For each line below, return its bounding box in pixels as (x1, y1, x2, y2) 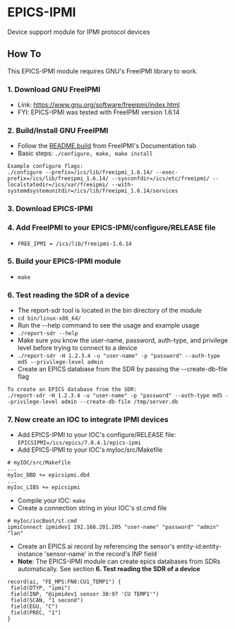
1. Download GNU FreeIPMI (7, 84, 101, 94)
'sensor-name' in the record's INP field (44, 550, 157, 558)
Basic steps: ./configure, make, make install (17, 149, 153, 157)
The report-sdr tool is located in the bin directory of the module (17, 306, 203, 315)
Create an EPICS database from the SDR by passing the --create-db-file (17, 365, 228, 373)
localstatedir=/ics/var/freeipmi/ (7, 181, 109, 188)
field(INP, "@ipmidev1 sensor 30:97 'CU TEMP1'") (10, 591, 159, 598)
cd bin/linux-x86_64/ (17, 315, 81, 322)
